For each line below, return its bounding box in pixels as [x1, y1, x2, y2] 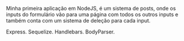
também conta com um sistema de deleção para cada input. [6, 17, 151, 24]
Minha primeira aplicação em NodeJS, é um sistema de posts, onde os [6, 5, 176, 12]
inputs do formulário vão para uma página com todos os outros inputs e [6, 11, 179, 18]
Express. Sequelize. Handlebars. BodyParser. [6, 28, 115, 35]
